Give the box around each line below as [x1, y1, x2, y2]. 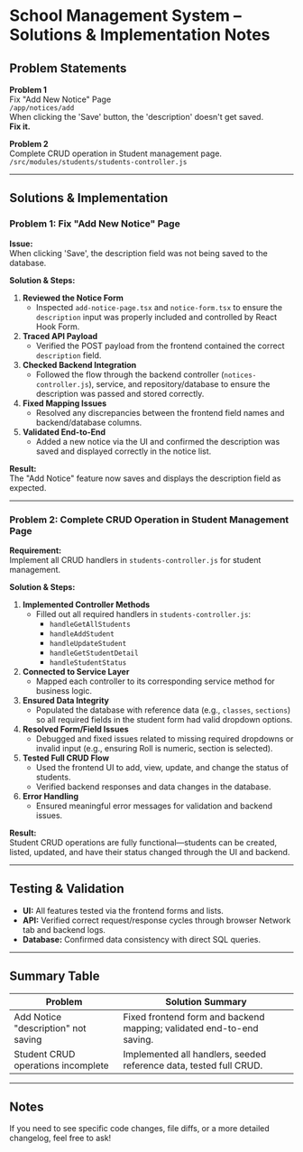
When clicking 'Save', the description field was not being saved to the [9, 247, 269, 258]
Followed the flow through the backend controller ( [35, 369, 225, 380]
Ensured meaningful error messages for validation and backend [35, 800, 273, 811]
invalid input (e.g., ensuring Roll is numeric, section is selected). [35, 742, 273, 753]
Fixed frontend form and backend [123, 1010, 265, 1023]
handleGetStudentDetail [49, 649, 139, 658]
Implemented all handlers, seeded [123, 1047, 267, 1060]
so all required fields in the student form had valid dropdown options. [35, 714, 293, 724]
